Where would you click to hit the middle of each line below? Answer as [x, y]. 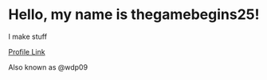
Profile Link [27, 51]
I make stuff [28, 36]
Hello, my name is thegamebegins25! [134, 15]
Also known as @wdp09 [48, 67]
